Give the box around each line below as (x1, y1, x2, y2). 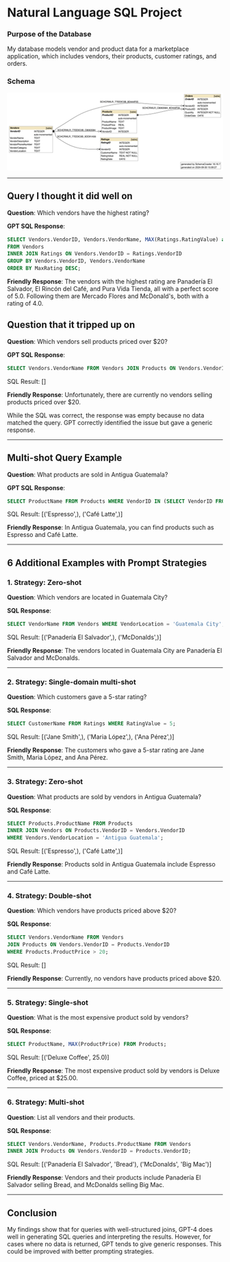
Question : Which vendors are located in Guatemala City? (7, 593, 168, 601)
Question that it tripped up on (7, 319, 136, 331)
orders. (7, 60, 27, 68)
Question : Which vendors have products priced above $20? (7, 906, 177, 915)
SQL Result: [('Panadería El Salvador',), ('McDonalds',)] (7, 633, 162, 641)
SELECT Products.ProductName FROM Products (7, 820, 133, 827)
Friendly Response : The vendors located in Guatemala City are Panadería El (7, 647, 222, 655)
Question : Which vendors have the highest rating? (7, 208, 149, 217)
